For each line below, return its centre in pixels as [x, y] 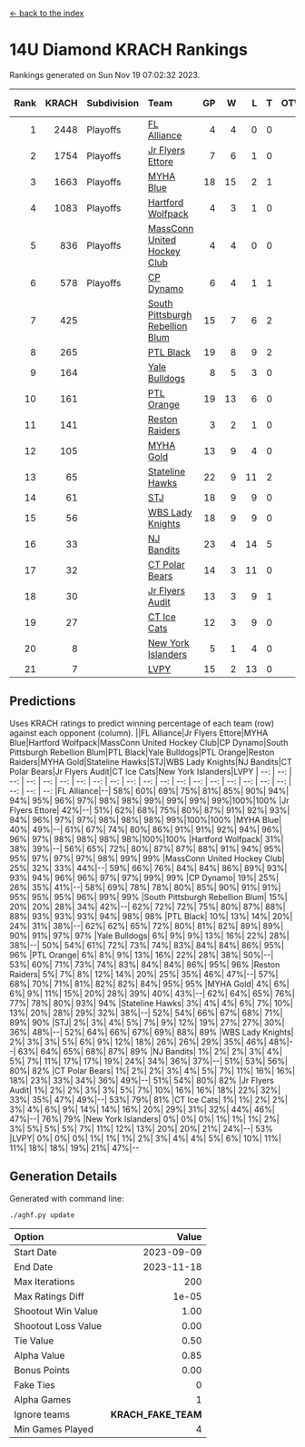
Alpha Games [43, 1400]
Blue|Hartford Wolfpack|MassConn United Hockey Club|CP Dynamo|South [149, 742]
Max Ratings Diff [49, 1296]
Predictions [43, 702]
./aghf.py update [42, 1215]
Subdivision [113, 103]
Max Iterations [44, 1282]
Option [29, 1236]
